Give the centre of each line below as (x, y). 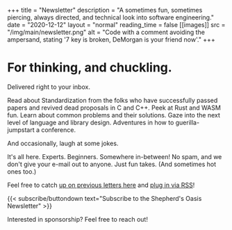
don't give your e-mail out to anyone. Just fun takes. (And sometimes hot (112, 164)
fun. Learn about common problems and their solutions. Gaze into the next (114, 115)
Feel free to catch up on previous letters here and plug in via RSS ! (101, 185)
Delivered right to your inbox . (49, 87)
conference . (59, 130)
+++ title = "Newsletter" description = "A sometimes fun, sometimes (105, 10)
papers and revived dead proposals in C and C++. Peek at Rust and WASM (114, 108)
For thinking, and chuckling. (90, 68)
